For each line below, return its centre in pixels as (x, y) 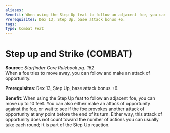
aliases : (14, 10)
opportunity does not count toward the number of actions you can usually (82, 120)
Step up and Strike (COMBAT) (69, 54)
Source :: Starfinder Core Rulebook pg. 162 (50, 68)
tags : (11, 24)
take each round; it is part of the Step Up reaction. (57, 125)
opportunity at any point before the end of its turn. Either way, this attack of (84, 114)
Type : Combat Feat (25, 29)
